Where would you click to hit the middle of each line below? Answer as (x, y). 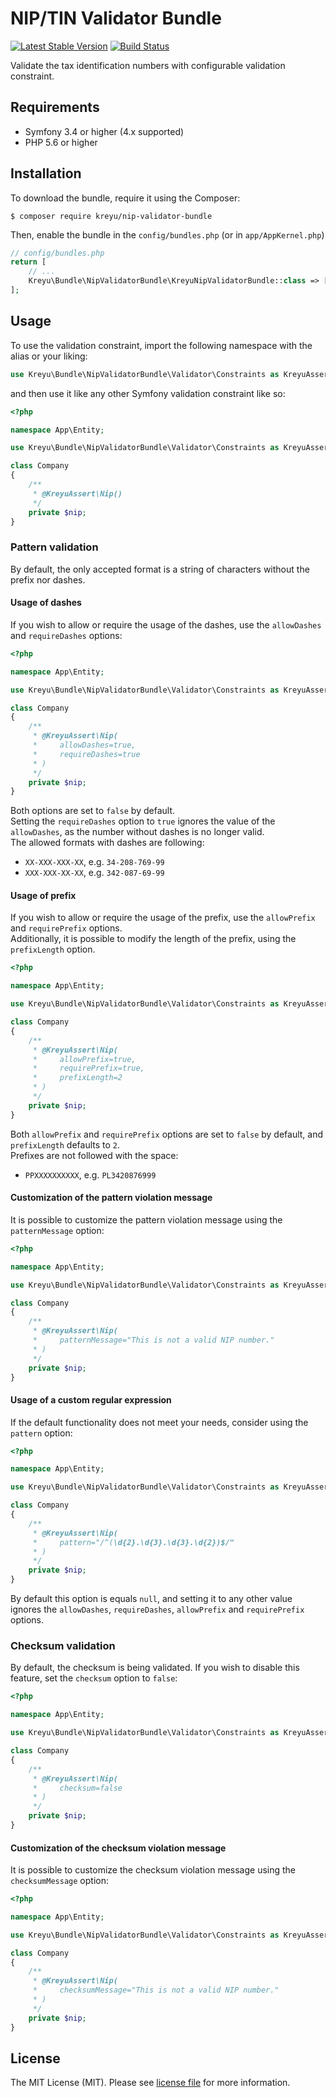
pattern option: (41, 1433)
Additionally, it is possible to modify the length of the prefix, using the (153, 939)
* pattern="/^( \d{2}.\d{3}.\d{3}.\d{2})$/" (133, 1542)
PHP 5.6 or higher (61, 142)
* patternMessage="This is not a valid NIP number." (153, 1340)
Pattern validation (54, 547)
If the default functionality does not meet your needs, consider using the (159, 1422)
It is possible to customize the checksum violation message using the (153, 1870)
